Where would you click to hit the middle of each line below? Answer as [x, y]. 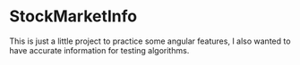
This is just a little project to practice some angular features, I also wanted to [150, 41]
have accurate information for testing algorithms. [99, 50]
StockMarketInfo [73, 16]
